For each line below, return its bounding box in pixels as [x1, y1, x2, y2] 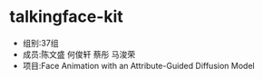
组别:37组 [22, 37, 59, 48]
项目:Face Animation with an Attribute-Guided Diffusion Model [22, 60, 256, 71]
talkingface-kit [9, 6, 124, 27]
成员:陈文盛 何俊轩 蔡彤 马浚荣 [22, 48, 136, 60]
